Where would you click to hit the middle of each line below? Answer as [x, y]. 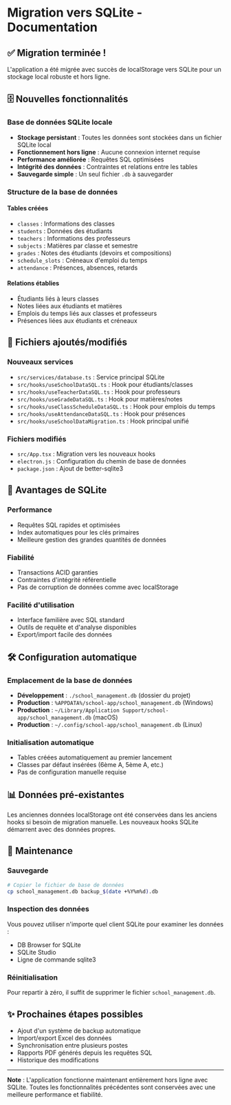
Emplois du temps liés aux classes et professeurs [87, 313]
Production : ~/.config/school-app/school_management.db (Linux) [110, 724]
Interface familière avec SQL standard [71, 620]
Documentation [53, 27]
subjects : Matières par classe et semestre [77, 246]
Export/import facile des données [64, 635]
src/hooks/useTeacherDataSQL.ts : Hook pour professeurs [99, 392]
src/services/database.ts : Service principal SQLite [91, 377]
